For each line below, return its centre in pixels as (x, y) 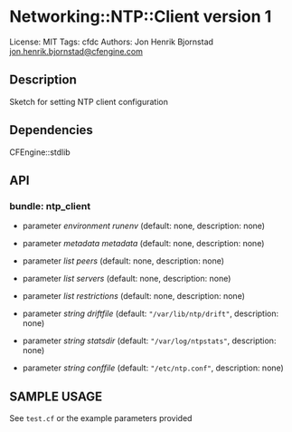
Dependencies (51, 130)
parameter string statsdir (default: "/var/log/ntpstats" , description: (149, 341)
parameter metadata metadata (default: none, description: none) (143, 244)
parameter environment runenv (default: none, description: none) (143, 226)
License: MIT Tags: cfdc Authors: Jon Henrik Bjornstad (112, 42)
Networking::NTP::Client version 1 (141, 17)
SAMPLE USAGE (56, 396)
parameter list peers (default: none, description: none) (123, 261)
